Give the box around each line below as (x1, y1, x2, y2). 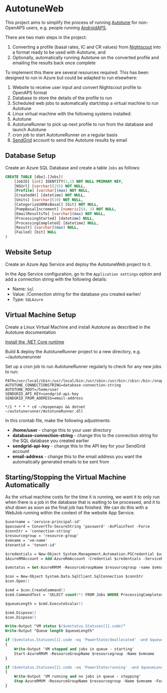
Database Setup (5, 152, 56, 160)
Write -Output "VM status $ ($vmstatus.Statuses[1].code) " (5, 624, 126, 629)
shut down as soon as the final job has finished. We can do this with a (5, 505, 148, 511)
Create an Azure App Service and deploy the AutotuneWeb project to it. (5, 261, 152, 267)
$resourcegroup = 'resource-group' (5, 534, 79, 539)
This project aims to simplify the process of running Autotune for (5, 19, 138, 25)
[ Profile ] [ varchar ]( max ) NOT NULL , (14, 188, 90, 193)
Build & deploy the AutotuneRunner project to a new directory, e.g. (5, 348, 141, 354)
